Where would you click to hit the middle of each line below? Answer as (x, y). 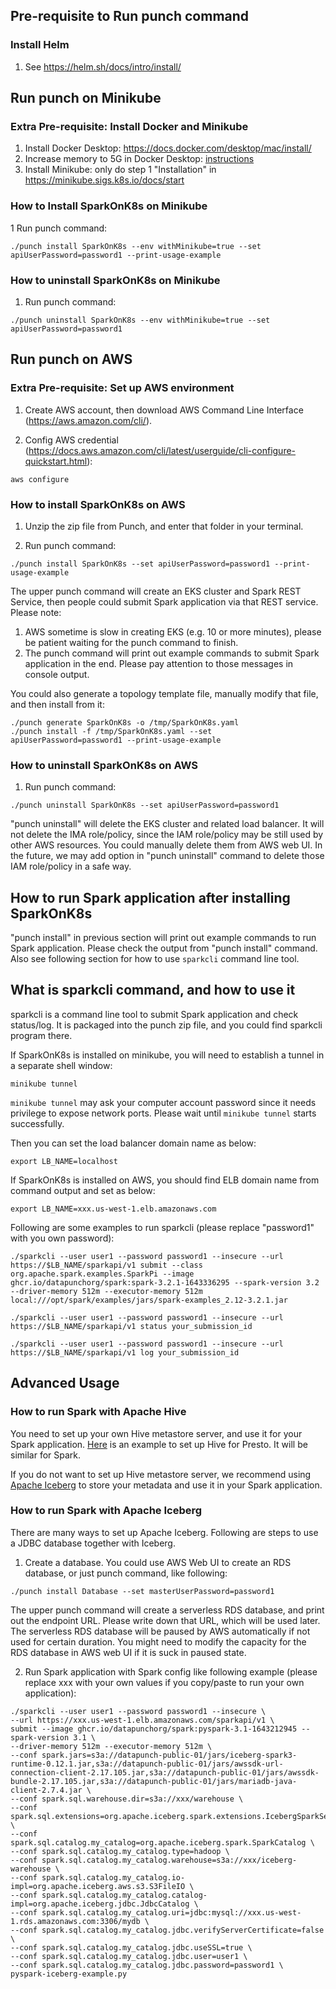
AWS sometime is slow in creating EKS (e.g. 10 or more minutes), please (173, 631)
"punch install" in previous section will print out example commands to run (163, 938)
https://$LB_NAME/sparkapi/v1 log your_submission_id (125, 1352)
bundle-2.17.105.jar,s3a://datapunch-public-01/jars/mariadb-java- (154, 1781)
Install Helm (40, 45)
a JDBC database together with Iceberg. (93, 1543)
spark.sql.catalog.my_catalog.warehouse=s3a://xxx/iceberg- (169, 1860)
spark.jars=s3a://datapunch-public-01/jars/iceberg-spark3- (169, 1755)
